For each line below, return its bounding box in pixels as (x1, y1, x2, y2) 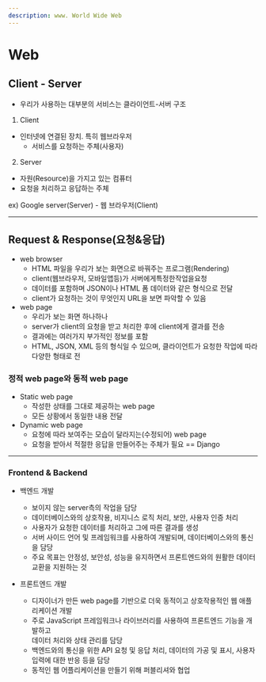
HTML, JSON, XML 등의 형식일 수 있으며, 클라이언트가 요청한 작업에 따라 (31, 341, 258, 351)
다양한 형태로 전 (31, 352, 81, 361)
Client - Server (8, 77, 82, 91)
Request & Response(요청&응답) (8, 233, 165, 246)
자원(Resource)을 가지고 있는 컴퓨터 (19, 173, 132, 183)
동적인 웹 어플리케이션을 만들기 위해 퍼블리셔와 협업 (31, 665, 191, 675)
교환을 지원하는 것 (31, 562, 87, 572)
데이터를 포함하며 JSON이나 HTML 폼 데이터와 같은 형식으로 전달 (31, 284, 234, 293)
